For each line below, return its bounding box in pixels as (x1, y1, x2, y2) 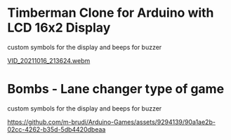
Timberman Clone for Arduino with (7, 5, 214, 21)
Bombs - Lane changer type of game (7, 81, 225, 97)
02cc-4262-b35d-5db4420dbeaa (7, 125, 106, 134)
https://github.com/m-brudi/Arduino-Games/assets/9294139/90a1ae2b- (7, 118, 216, 126)
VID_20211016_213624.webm (7, 56, 91, 64)
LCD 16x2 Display (7, 20, 111, 36)
